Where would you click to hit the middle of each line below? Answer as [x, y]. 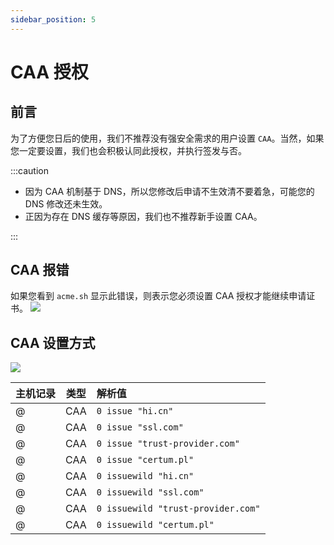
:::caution [30, 170]
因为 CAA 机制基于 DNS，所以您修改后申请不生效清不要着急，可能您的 [169, 191]
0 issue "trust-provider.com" [168, 444]
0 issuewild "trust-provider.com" [178, 509]
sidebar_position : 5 [53, 19]
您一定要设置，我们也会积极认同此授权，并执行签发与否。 [128, 150]
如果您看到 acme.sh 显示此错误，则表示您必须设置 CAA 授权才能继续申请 [158, 296]
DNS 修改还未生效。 [66, 203]
